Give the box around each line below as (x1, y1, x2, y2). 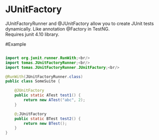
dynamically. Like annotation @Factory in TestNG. (5, 25, 110, 32)
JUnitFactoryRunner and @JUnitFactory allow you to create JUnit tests (5, 20, 154, 26)
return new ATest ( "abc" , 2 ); (23, 98, 86, 103)
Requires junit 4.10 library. (5, 31, 60, 37)
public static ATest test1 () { (14, 93, 81, 98)
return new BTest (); (23, 121, 67, 126)
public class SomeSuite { (5, 79, 60, 84)
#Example (5, 41, 26, 47)
